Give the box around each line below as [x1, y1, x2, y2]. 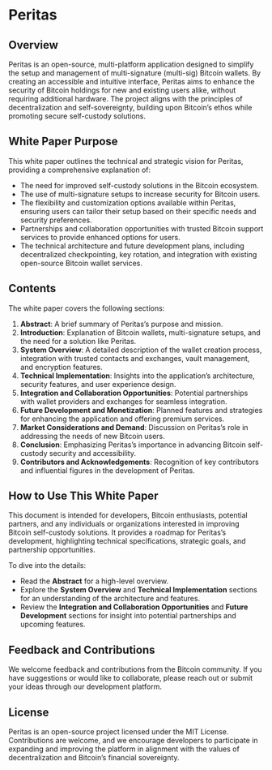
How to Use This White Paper [8, 489, 159, 503]
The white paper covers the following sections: [8, 303, 165, 313]
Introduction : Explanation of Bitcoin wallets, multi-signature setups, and [19, 327, 261, 338]
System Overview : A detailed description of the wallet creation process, [19, 345, 262, 355]
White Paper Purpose [8, 135, 119, 148]
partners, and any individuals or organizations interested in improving [8, 519, 240, 529]
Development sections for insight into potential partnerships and [19, 611, 236, 621]
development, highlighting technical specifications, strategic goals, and [8, 536, 246, 546]
